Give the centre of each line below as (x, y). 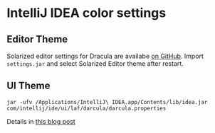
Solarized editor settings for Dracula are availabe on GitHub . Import (105, 56)
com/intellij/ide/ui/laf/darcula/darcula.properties (86, 108)
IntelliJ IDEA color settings (86, 13)
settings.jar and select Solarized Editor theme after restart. (95, 64)
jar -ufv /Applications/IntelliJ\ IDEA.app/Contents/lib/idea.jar (107, 102)
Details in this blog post (41, 121)
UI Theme (28, 86)
